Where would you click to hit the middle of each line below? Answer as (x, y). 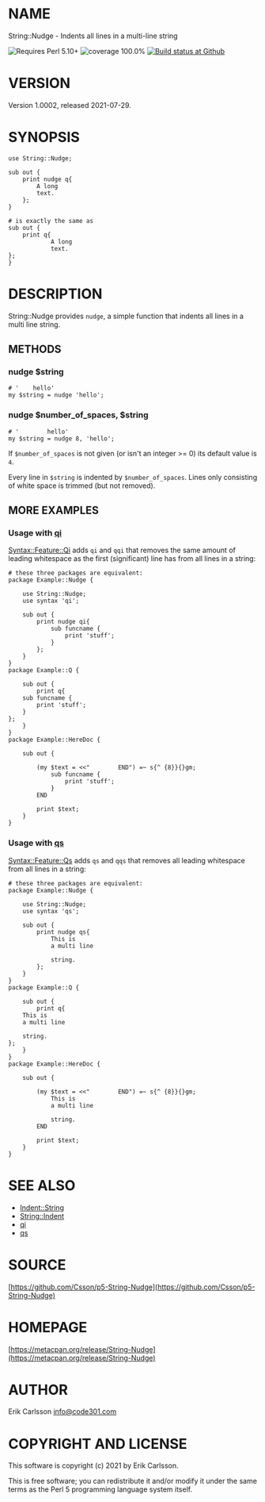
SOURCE (37, 1264)
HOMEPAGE (48, 1327)
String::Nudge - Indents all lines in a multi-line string (93, 36)
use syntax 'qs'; (51, 911)
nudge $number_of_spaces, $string (78, 415)
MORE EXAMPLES (53, 511)
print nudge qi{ (63, 622)
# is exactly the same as (51, 221)
